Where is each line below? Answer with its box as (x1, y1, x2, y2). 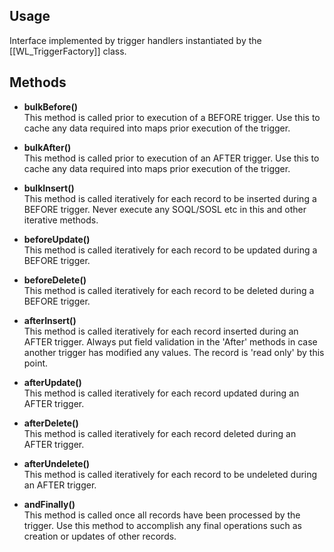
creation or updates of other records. (23, 530, 177, 542)
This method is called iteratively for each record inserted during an (23, 325, 299, 337)
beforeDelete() (23, 274, 87, 286)
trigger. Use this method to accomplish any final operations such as (23, 519, 302, 531)
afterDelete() (23, 417, 79, 429)
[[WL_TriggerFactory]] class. (9, 45, 127, 57)
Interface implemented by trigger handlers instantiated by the (9, 34, 262, 46)
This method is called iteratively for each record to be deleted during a (23, 284, 315, 296)
